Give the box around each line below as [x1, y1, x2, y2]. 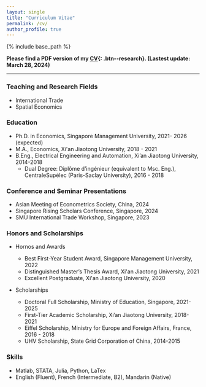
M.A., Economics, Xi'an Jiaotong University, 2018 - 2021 [15, 145, 158, 152]
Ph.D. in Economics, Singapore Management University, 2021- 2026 [15, 132, 187, 139]
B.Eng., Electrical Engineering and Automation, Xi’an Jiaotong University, [15, 152, 199, 159]
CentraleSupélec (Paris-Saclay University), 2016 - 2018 [24, 171, 164, 179]
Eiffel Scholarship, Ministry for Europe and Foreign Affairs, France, [24, 324, 192, 332]
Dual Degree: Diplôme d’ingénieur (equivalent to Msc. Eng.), [24, 165, 177, 172]
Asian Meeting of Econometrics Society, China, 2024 [15, 201, 149, 208]
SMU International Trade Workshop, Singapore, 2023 [15, 214, 150, 221]
